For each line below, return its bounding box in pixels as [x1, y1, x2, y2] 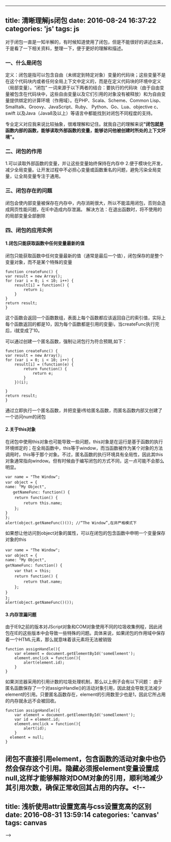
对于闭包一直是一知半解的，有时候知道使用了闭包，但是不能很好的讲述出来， [5, 39, 166, 45]
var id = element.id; [14, 717, 60, 722]
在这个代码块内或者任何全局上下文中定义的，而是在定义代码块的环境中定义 [5, 78, 161, 84]
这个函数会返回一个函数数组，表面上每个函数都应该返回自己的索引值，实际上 [5, 314, 166, 321]
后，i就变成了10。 [5, 327, 42, 333]
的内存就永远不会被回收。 [5, 698, 59, 704]
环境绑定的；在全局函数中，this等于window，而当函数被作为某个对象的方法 [5, 445, 163, 451]
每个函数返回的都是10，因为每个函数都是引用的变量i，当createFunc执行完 [5, 321, 160, 327]
